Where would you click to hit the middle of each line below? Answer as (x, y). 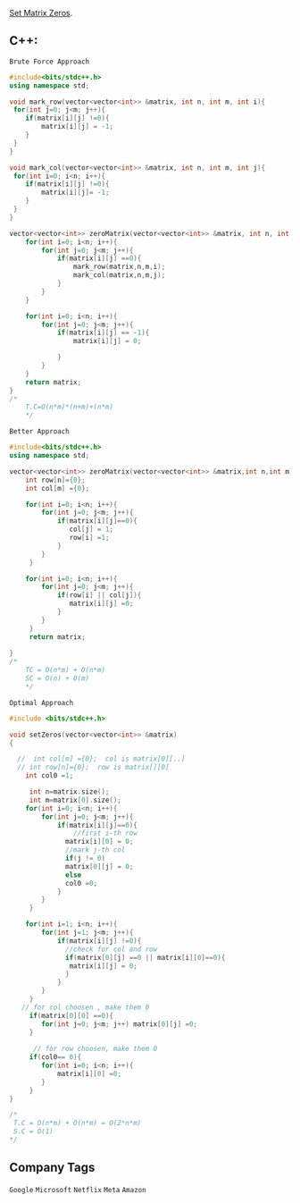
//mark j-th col (96, 850)
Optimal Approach (42, 702)
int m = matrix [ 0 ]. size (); (75, 800)
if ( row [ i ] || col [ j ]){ (99, 595)
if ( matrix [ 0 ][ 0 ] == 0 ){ (71, 1015)
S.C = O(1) (33, 1131)
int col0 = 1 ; (50, 776)
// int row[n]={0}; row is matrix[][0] (93, 768)
